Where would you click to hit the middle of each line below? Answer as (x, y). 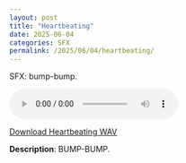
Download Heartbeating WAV (63, 132)
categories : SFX (40, 43)
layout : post (34, 17)
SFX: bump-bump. (44, 76)
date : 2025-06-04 (42, 34)
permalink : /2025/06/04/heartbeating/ (82, 51)
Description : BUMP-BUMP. (60, 150)
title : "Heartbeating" (52, 26)
